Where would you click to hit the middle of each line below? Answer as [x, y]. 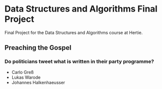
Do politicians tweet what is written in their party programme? [79, 61]
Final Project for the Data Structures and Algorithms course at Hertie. [74, 32]
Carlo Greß [23, 72]
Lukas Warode [26, 77]
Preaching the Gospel [38, 48]
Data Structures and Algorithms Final [81, 9]
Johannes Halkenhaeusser [38, 82]
